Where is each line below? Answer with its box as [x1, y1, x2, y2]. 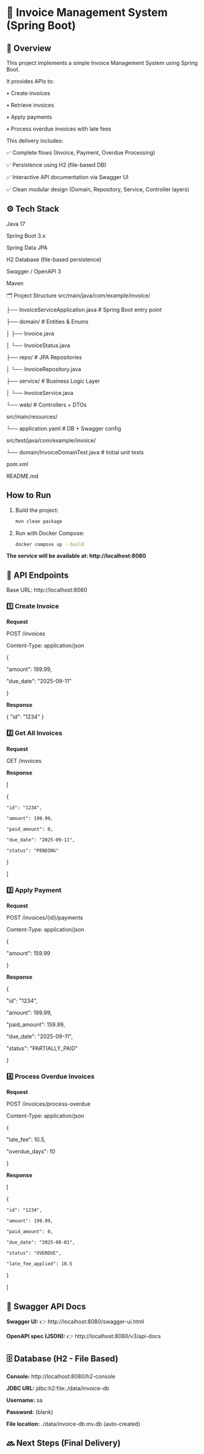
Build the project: [15, 506, 59, 514]
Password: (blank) [6, 1409, 53, 1415]
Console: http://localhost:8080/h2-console [6, 1373, 116, 1380]
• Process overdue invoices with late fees [6, 125, 111, 132]
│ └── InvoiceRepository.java [6, 365, 81, 373]
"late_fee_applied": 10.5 [6, 1261, 72, 1267]
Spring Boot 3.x [6, 232, 46, 239]
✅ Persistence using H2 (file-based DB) [6, 161, 107, 168]
